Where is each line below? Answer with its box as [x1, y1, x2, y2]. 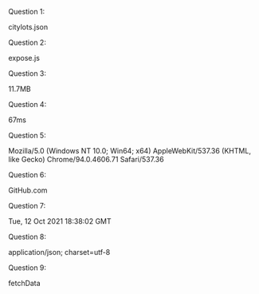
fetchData [8, 279, 41, 288]
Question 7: [8, 201, 46, 210]
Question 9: [8, 263, 46, 272]
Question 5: [8, 131, 46, 140]
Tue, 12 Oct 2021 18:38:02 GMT [8, 217, 112, 226]
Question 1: [8, 7, 45, 16]
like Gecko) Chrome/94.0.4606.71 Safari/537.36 [8, 155, 165, 164]
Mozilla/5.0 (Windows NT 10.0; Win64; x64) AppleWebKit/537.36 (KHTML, [8, 146, 251, 155]
